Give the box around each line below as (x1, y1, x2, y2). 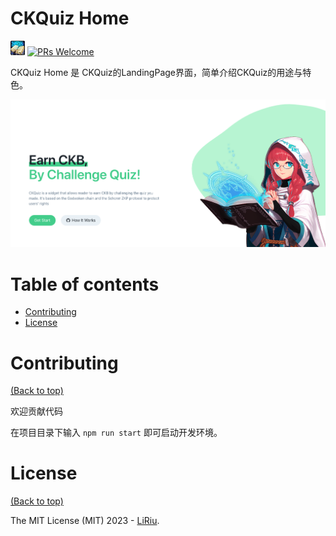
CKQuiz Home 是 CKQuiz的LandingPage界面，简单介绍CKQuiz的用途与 (10, 66, 303, 78)
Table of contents (10, 273, 160, 296)
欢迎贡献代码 (10, 405, 63, 417)
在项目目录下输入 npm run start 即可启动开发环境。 (10, 427, 223, 439)
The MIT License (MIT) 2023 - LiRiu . (10, 515, 160, 527)
